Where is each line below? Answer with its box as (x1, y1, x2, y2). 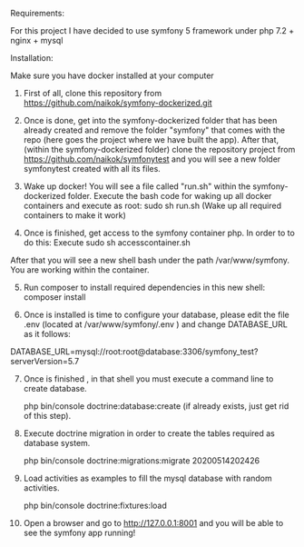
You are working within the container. (10, 264, 150, 275)
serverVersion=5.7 (10, 356, 80, 366)
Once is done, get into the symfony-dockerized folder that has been (23, 115, 278, 125)
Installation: (10, 53, 54, 63)
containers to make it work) (23, 210, 126, 221)
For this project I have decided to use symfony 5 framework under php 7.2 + (10, 25, 294, 35)
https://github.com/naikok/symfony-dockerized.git (23, 97, 212, 108)
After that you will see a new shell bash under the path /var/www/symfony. (10, 254, 289, 265)
